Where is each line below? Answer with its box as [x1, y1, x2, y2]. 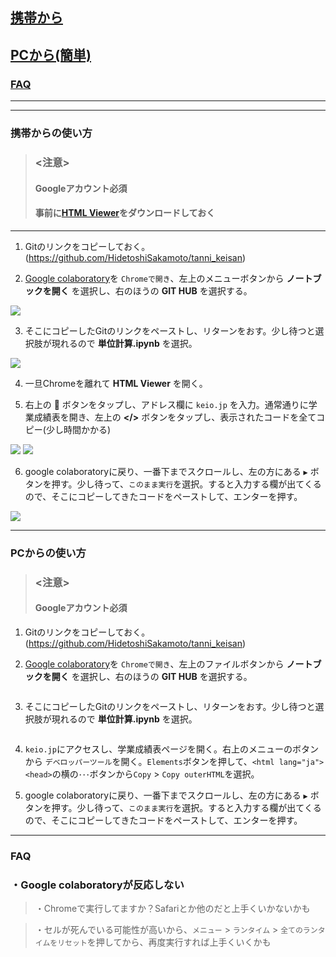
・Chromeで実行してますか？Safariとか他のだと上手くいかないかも [34, 902, 311, 914]
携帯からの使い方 [10, 126, 93, 140]
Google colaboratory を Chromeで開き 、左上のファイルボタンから [24, 658, 285, 670]
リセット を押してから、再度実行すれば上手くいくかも [57, 936, 272, 948]
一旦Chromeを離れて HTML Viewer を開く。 [24, 377, 208, 389]
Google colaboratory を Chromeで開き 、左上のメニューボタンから [24, 272, 285, 284]
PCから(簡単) [10, 46, 92, 63]
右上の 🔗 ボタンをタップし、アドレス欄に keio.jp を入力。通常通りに [24, 398, 309, 410]
